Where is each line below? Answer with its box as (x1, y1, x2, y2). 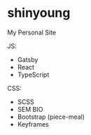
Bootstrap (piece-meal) (17, 112, 85, 121)
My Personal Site (7, 28, 57, 37)
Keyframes (17, 120, 49, 128)
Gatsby (17, 55, 38, 64)
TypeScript (17, 70, 50, 79)
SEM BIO (17, 105, 43, 113)
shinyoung (7, 5, 71, 21)
